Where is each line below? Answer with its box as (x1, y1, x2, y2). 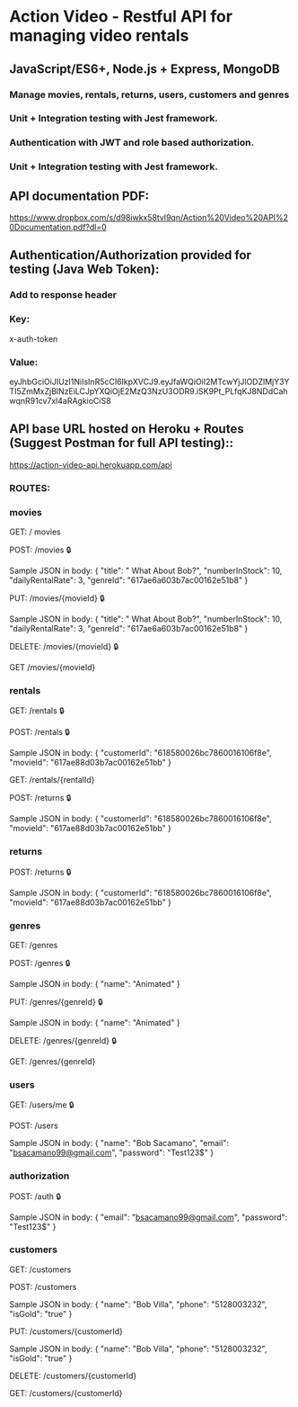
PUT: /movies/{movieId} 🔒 (9, 593, 105, 604)
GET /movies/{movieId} (9, 662, 96, 673)
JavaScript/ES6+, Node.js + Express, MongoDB (9, 61, 280, 76)
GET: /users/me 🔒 (9, 1099, 74, 1110)
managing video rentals (9, 25, 189, 46)
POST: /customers (9, 1281, 77, 1292)
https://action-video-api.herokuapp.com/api (9, 459, 172, 470)
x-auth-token (9, 333, 58, 344)
